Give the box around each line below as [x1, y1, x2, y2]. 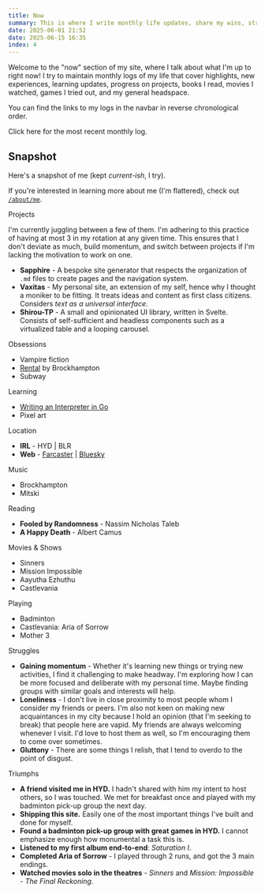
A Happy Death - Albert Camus [19, 527, 122, 537]
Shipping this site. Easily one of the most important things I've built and [19, 809, 254, 818]
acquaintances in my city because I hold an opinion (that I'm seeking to [19, 712, 252, 721]
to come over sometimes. [19, 736, 103, 746]
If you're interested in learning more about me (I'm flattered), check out [8, 186, 240, 195]
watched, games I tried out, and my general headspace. [8, 88, 190, 97]
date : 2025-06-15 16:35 [8, 33, 87, 42]
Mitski [19, 488, 39, 498]
